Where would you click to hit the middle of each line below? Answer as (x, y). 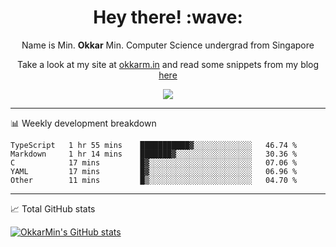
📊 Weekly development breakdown (83, 123)
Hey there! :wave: (168, 17)
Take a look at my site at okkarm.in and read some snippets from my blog (168, 64)
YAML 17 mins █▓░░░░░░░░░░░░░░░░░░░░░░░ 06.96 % (154, 171)
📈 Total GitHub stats (53, 208)
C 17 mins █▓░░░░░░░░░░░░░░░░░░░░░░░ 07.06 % (154, 162)
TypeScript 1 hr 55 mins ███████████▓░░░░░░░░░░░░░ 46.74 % (154, 145)
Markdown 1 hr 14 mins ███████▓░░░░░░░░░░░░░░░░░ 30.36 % (154, 154)
